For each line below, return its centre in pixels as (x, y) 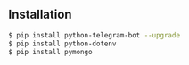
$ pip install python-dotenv (62, 44)
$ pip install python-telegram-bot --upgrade (94, 35)
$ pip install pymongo (50, 52)
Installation (40, 15)
